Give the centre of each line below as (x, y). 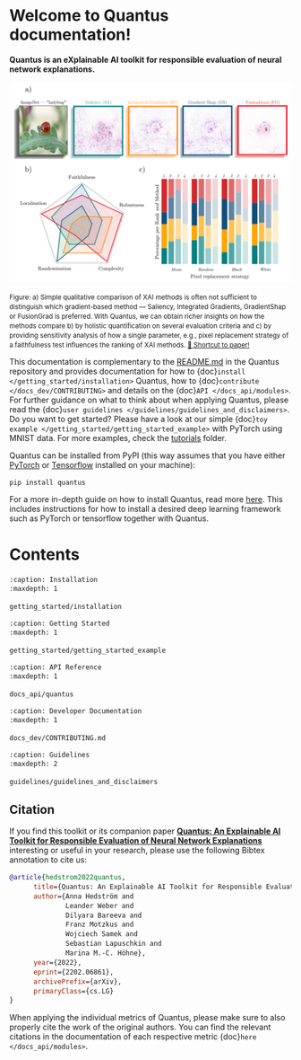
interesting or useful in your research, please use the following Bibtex (138, 851)
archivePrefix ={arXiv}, (77, 981)
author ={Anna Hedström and (83, 896)
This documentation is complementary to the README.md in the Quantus (144, 362)
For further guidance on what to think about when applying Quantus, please (149, 400)
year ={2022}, (57, 962)
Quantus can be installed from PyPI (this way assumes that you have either (147, 455)
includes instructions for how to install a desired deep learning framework (145, 509)
